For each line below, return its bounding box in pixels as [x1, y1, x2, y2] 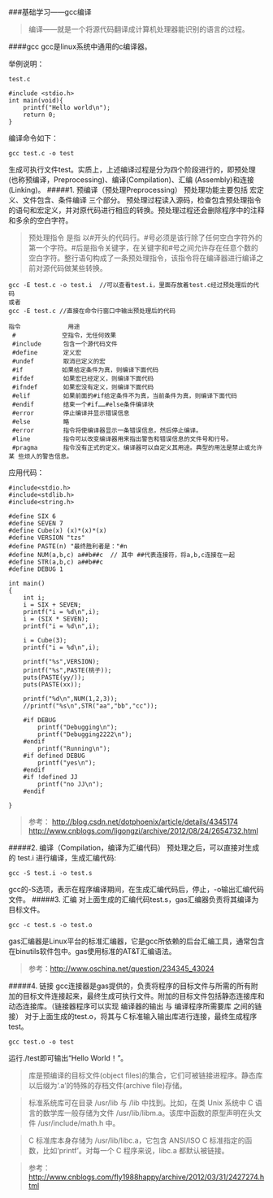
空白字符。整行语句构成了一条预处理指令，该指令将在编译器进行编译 [28, 253, 257, 263]
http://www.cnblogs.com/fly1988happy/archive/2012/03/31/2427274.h [28, 1172, 265, 1182]
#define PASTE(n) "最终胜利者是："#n [8, 542, 128, 551]
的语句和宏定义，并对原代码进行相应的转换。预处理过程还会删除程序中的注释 [8, 206, 265, 215]
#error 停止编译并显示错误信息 [11, 409, 130, 417]
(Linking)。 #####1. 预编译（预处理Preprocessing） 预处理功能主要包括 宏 [8, 185, 258, 194]
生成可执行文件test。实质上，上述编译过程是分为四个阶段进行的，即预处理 [8, 165, 256, 174]
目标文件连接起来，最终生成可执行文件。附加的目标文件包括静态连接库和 [22, 991, 265, 1000]
